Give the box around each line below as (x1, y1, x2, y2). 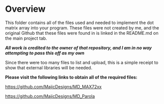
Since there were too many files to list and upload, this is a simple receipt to (5, 59, 159, 65)
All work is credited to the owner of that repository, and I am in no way (5, 45, 152, 51)
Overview (5, 3, 46, 15)
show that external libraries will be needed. (5, 65, 93, 71)
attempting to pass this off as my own (5, 50, 85, 56)
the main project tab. (5, 35, 47, 41)
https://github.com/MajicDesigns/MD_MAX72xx (5, 83, 102, 89)
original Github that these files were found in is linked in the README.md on (5, 30, 159, 36)
